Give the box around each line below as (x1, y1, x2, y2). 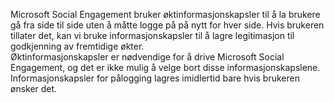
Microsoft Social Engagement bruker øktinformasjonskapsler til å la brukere (10, 9, 321, 20)
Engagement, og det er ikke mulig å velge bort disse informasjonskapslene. (10, 62, 321, 73)
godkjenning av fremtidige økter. (10, 40, 145, 52)
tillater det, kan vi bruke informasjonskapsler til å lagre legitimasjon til (10, 30, 295, 41)
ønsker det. (10, 83, 58, 94)
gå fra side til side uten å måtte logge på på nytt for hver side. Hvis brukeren (10, 19, 325, 31)
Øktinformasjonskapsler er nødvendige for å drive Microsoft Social (10, 51, 285, 63)
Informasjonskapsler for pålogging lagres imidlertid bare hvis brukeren (10, 72, 300, 84)
